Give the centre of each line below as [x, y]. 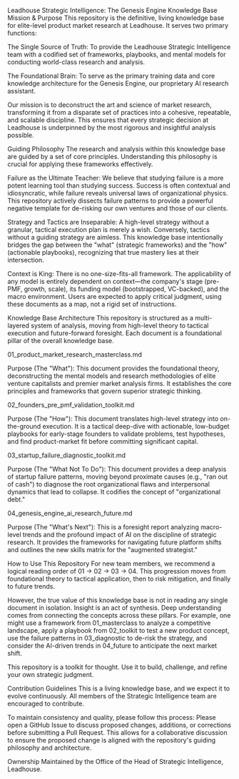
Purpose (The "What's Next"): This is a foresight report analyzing [103, 527]
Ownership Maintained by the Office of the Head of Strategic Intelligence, [115, 762]
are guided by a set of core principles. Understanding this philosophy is [112, 157]
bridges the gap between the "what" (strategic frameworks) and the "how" [117, 245]
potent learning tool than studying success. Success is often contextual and [119, 185]
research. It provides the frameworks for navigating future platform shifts [115, 542]
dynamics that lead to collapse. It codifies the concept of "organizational [114, 492]
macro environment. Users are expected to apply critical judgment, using [115, 296]
